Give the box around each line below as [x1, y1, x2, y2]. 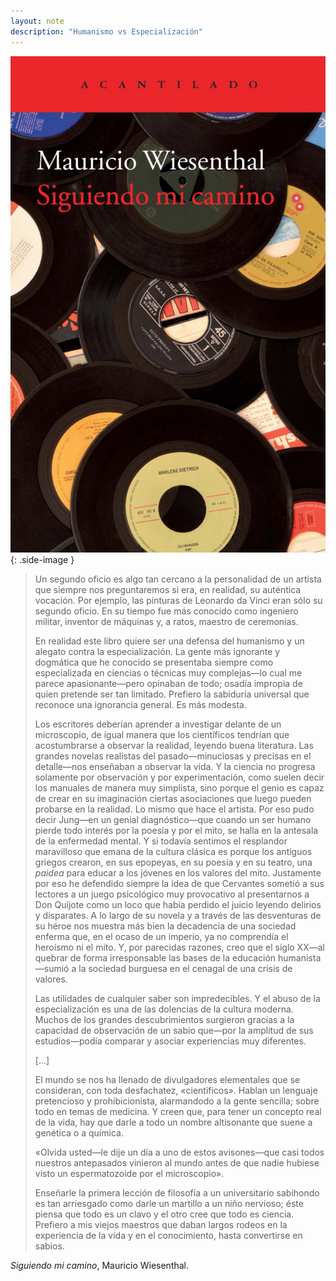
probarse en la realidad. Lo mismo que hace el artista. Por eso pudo [34, 803, 315, 815]
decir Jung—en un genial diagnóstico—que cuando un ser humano [34, 813, 312, 825]
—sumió [34, 962, 70, 974]
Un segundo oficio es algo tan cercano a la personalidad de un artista [34, 573, 322, 585]
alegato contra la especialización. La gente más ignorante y [34, 645, 281, 657]
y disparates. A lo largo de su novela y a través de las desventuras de [34, 909, 322, 921]
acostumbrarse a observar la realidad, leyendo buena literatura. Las [34, 739, 314, 751]
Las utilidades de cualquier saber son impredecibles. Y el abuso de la [34, 992, 321, 1004]
